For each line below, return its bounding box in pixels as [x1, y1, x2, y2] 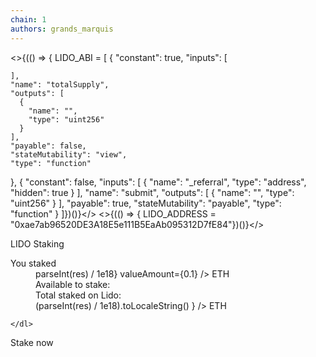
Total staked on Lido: [35, 289, 122, 301]
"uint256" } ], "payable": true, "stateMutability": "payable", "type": [10, 197, 282, 209]
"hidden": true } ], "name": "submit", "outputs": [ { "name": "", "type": [10, 186, 295, 198]
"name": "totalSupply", [10, 79, 110, 90]
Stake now [10, 336, 54, 348]
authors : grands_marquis [10, 24, 114, 34]
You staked [10, 257, 57, 269]
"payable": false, [10, 141, 87, 151]
